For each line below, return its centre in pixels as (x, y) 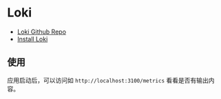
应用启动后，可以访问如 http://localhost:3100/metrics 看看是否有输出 (108, 80)
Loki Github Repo (42, 32)
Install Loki (32, 38)
